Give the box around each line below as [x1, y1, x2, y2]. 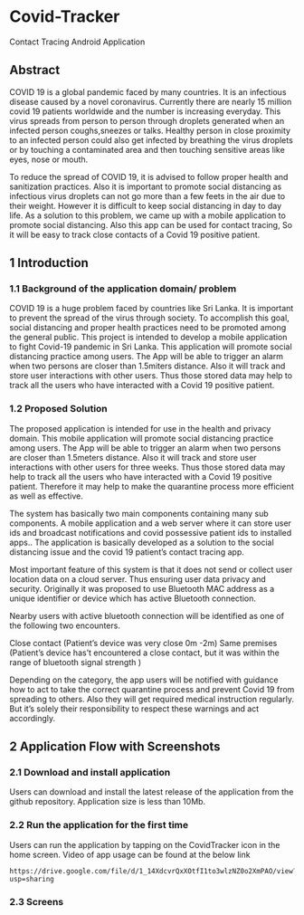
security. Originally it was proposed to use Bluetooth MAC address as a [9, 583, 275, 594]
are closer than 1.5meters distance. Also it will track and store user [9, 452, 257, 462]
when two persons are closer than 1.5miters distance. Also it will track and [9, 360, 286, 372]
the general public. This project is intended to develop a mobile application [9, 332, 288, 343]
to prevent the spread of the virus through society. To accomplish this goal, [9, 312, 290, 323]
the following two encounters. [9, 620, 120, 631]
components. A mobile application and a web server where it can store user [9, 518, 292, 529]
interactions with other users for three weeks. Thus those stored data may [9, 462, 286, 472]
